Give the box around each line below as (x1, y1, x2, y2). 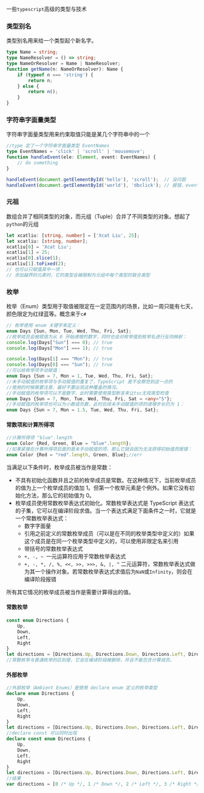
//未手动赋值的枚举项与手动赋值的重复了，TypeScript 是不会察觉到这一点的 (6, 378, 173, 385)
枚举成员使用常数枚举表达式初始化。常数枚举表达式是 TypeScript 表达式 (15, 499, 195, 507)
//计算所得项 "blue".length (6, 435, 73, 441)
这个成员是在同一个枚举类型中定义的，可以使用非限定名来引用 (24, 537, 179, 545)
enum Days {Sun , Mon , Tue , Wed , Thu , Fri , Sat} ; (6, 328, 132, 334)
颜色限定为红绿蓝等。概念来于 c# (6, 310, 87, 318)
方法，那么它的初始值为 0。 (25, 492, 95, 499)
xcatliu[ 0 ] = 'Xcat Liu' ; (6, 244, 72, 250)
